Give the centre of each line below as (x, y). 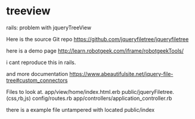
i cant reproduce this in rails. (41, 62)
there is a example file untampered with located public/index (81, 109)
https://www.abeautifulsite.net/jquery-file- (121, 74)
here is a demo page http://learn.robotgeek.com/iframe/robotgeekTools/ (95, 51)
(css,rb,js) (18, 98)
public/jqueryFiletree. (148, 91)
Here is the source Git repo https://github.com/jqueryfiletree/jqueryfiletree (97, 39)
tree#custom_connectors (37, 80)
